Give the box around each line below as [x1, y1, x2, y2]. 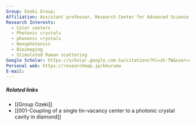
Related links [6, 86, 38, 93]
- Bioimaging [11, 47, 43, 52]
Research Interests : [6, 19, 57, 25]
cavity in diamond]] [14, 113, 61, 120]
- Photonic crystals [11, 30, 61, 36]
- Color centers [11, 24, 51, 31]
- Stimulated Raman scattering [11, 52, 87, 58]
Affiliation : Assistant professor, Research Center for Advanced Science [6, 14, 190, 20]
